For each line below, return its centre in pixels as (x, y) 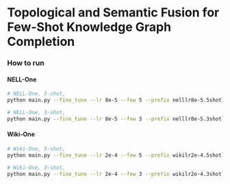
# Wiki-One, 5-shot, (37, 149)
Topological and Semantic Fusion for (113, 13)
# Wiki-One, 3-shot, (37, 168)
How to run (26, 63)
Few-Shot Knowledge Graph (89, 27)
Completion (41, 42)
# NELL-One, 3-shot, (37, 113)
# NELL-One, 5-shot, (37, 94)
